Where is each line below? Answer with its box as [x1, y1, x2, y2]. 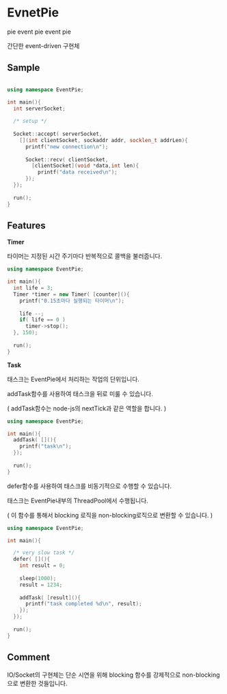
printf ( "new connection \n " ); [25, 143, 109, 150]
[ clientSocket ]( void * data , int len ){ [31, 163, 139, 170]
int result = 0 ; [19, 562, 66, 569]
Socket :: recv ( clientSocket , [25, 156, 109, 163]
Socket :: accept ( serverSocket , [13, 130, 103, 137]
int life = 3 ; [13, 285, 53, 292]
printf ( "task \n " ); [19, 443, 72, 450]
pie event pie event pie [7, 27, 72, 36]
